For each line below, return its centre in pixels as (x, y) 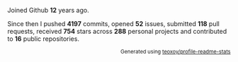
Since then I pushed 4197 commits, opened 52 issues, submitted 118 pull (113, 24)
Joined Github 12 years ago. (49, 10)
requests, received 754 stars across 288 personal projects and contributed (117, 31)
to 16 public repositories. (44, 39)
